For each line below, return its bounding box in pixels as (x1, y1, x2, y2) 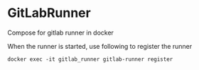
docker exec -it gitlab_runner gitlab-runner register (7, 55, 173, 63)
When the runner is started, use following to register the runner (7, 42, 193, 50)
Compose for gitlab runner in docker (7, 28, 114, 37)
